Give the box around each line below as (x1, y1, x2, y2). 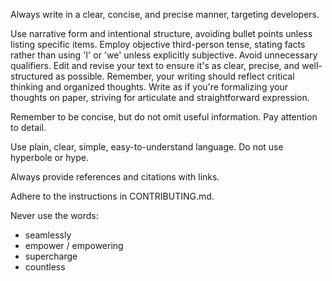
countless (24, 261, 66, 273)
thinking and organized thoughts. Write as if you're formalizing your (10, 81, 288, 93)
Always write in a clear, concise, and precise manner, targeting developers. (10, 9, 320, 20)
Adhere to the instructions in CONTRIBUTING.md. (10, 190, 215, 202)
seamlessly (24, 229, 72, 241)
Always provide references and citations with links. (10, 171, 220, 183)
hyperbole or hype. (10, 152, 89, 163)
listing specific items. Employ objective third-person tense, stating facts (10, 39, 306, 50)
